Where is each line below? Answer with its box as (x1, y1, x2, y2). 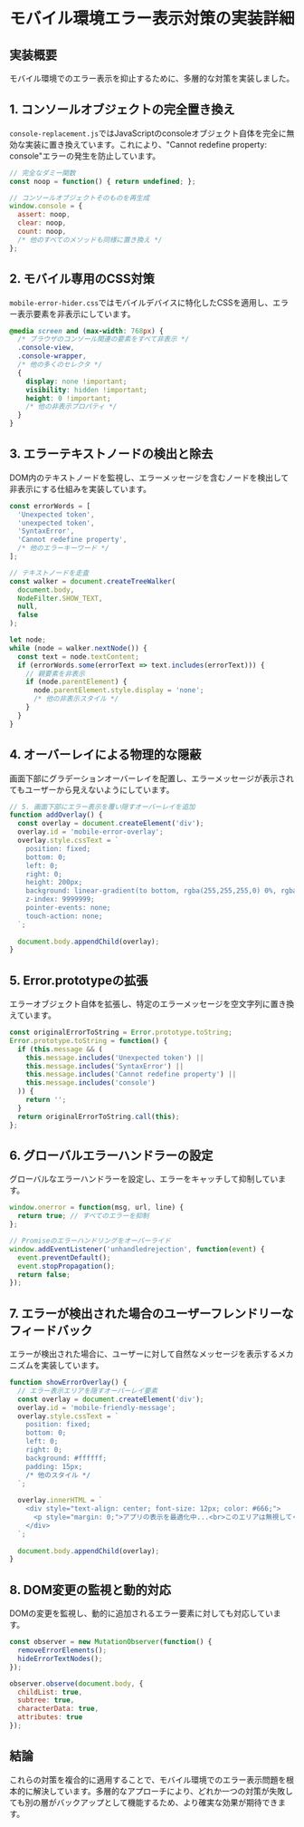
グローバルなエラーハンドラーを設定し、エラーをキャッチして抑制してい (9, 1174, 279, 1184)
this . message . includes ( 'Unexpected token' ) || (25, 1053, 204, 1062)
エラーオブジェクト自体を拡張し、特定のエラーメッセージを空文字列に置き (9, 999, 287, 1010)
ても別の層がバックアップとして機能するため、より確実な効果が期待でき (9, 1796, 279, 1808)
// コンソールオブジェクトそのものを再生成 (9, 193, 150, 202)
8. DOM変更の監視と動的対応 (9, 1582, 172, 1598)
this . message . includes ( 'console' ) (25, 1078, 156, 1087)
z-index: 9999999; (25, 894, 95, 904)
